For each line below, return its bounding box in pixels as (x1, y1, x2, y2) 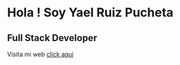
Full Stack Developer (7, 32, 98, 44)
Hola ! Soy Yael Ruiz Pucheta (7, 5, 174, 21)
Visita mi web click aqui (7, 50, 74, 58)
